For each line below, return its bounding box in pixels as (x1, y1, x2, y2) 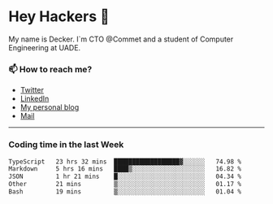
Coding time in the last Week (8, 139, 124, 150)
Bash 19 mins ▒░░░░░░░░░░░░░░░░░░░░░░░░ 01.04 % (8, 188, 242, 196)
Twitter (19, 85, 45, 95)
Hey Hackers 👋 (8, 7, 110, 26)
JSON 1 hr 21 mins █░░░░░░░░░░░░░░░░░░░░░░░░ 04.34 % (8, 172, 242, 181)
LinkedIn (19, 93, 50, 104)
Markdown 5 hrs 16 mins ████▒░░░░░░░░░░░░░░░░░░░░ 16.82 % (8, 165, 242, 173)
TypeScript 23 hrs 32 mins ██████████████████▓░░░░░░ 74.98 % (8, 158, 242, 166)
